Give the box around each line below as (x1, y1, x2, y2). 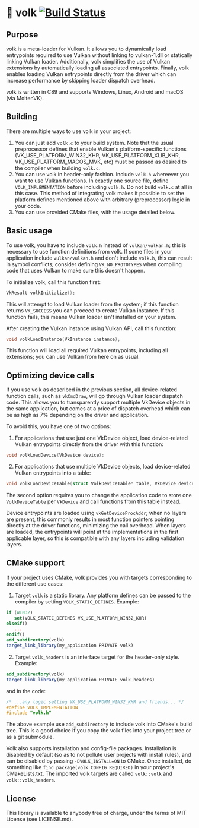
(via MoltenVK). (6, 95, 44, 102)
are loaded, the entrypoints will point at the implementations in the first (6, 528, 179, 535)
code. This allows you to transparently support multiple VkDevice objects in (6, 399, 191, 406)
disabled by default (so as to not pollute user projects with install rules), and (6, 751, 191, 759)
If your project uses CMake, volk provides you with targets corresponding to (6, 574, 192, 581)
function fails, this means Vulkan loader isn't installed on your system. (6, 313, 177, 320)
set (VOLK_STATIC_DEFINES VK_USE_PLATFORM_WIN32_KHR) (14, 615, 147, 621)
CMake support (6, 558, 65, 568)
